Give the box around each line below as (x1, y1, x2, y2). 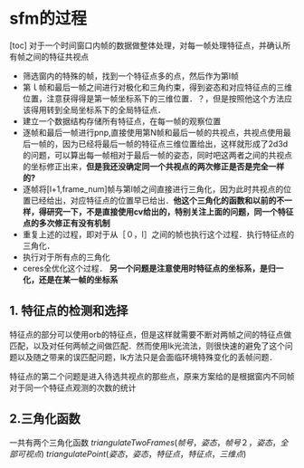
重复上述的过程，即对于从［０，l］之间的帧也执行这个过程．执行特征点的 (22, 228, 295, 240)
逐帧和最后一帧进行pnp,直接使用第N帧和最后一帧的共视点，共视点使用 (22, 127, 283, 138)
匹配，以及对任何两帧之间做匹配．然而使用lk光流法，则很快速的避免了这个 (9, 340, 286, 351)
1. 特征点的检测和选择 (9, 303, 128, 319)
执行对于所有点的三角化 (22, 251, 110, 263)
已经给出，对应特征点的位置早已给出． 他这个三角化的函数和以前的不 (30, 195, 285, 205)
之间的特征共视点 (24, 51, 89, 62)
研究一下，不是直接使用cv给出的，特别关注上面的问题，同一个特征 (46, 205, 294, 217)
